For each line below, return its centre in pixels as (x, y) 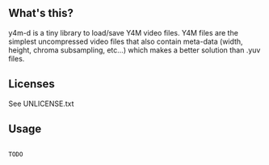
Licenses (32, 84)
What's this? (41, 13)
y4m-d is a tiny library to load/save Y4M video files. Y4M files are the (123, 32)
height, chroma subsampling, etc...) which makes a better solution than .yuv (134, 50)
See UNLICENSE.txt (41, 104)
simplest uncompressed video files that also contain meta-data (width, (126, 41)
